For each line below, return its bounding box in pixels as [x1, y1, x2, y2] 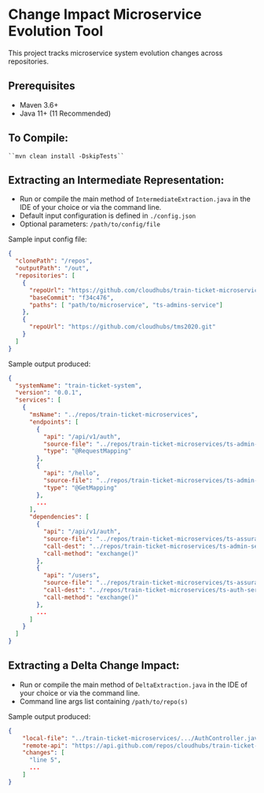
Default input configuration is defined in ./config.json [19, 211, 196, 221]
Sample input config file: [8, 234, 88, 244]
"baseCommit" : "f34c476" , [28, 293, 114, 302]
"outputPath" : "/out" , [15, 265, 90, 273]
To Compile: [8, 131, 68, 145]
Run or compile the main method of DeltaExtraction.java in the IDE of [19, 680, 247, 689]
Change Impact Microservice [8, 6, 202, 24]
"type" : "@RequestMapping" [42, 447, 132, 455]
